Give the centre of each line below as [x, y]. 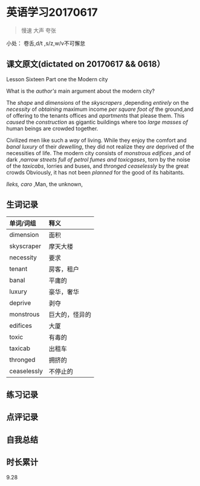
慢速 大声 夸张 [38, 30]
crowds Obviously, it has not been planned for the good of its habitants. [95, 172]
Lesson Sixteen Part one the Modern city [57, 79]
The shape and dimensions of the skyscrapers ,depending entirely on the [98, 102]
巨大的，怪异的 [70, 315]
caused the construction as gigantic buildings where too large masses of [97, 122]
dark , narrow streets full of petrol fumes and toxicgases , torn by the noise [98, 159]
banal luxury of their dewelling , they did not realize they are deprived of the [100, 147]
